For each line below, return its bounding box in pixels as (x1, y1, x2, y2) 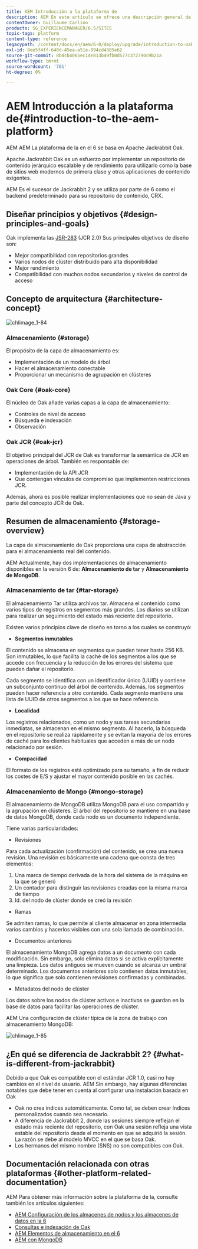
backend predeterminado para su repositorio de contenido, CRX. (6, 192, 163, 200)
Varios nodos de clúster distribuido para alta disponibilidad (14, 258, 158, 265)
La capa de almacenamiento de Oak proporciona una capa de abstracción (6, 541, 186, 548)
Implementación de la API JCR (14, 469, 88, 476)
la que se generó (14, 878, 56, 885)
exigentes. (6, 175, 31, 182)
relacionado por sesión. (6, 743, 64, 750)
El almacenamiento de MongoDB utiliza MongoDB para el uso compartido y (6, 801, 189, 808)
